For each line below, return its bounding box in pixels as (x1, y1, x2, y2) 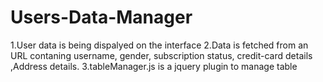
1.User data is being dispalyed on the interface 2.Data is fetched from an (10, 39, 309, 51)
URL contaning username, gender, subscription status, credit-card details (10, 49, 313, 61)
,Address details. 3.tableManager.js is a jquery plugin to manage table (10, 60, 298, 72)
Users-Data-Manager (10, 6, 193, 29)
